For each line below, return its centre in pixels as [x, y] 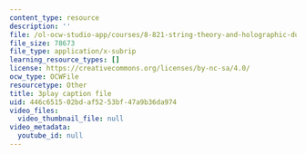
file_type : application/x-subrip [73, 52]
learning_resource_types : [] [65, 60]
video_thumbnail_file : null [71, 119]
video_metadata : [40, 128]
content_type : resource [55, 18]
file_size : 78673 [42, 43]
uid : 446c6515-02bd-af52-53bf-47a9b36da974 [93, 102]
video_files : [34, 111]
